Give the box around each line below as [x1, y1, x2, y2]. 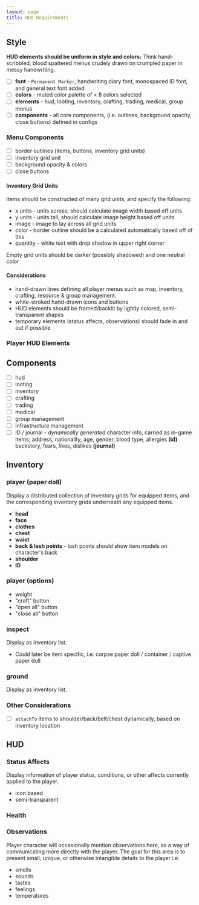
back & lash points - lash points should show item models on [15, 542, 168, 550]
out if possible [15, 324, 51, 331]
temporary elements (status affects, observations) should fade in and [15, 317, 188, 325]
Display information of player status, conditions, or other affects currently [6, 771, 189, 779]
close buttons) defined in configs [15, 118, 98, 125]
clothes [15, 523, 35, 530]
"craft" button [15, 596, 50, 604]
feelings [15, 885, 35, 893]
